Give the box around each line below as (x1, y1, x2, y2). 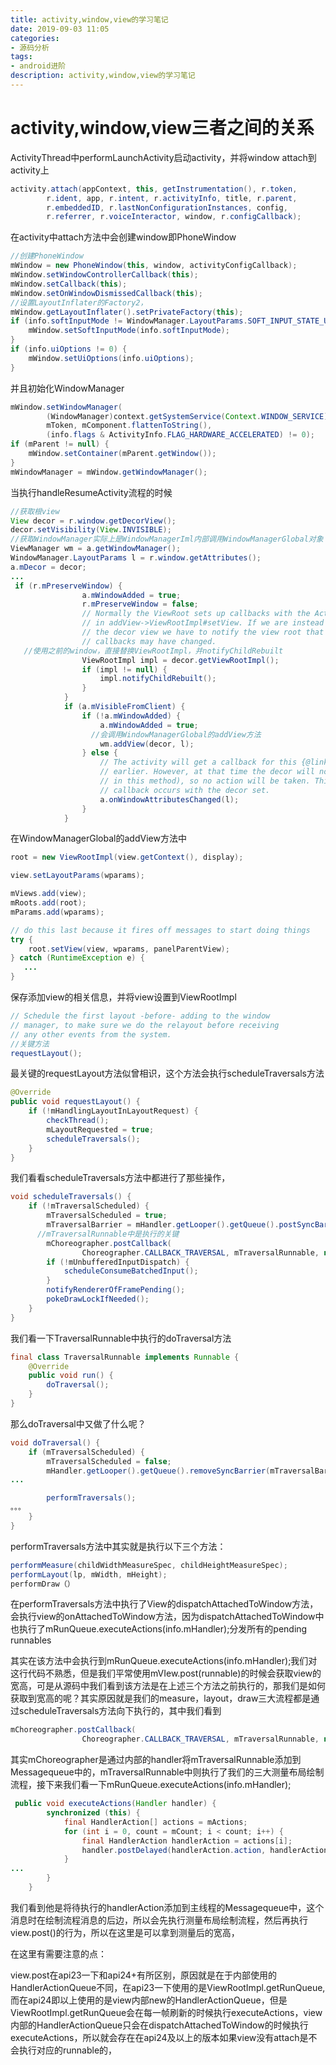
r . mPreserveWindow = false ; (81, 599, 199, 610)
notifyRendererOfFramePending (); (46, 1285, 186, 1295)
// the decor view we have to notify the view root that (81, 627, 325, 638)
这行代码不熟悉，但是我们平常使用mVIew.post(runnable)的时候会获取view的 (10, 1667, 322, 1680)
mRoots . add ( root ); (10, 898, 87, 908)
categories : (10, 33, 60, 43)
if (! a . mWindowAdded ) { (81, 711, 182, 721)
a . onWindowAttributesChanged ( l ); (99, 794, 240, 805)
